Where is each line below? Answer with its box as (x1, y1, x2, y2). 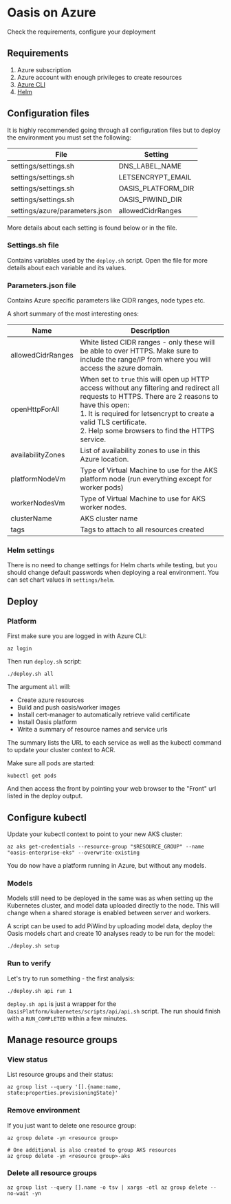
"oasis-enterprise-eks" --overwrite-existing (7, 849, 140, 856)
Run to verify (7, 959, 52, 968)
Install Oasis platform (16, 718, 78, 726)
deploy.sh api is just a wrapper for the (7, 999, 117, 1008)
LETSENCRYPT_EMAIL (118, 172, 192, 182)
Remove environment (7, 1106, 80, 1115)
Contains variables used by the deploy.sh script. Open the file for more (7, 256, 208, 264)
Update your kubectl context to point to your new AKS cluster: (7, 830, 183, 838)
